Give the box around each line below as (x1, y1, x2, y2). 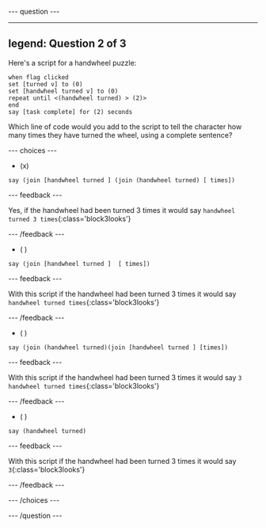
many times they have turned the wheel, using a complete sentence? (8, 130, 233, 139)
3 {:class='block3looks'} (8, 465, 85, 474)
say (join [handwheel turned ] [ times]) (8, 260, 150, 268)
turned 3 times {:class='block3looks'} (8, 214, 131, 223)
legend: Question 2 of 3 (8, 37, 127, 51)
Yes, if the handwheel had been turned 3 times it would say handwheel (8, 205, 236, 215)
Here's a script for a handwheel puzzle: (8, 58, 137, 67)
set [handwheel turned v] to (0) (8, 87, 119, 95)
